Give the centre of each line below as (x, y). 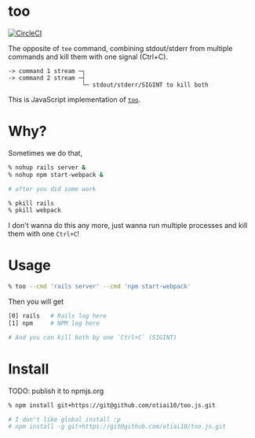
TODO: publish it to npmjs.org (56, 391)
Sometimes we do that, (46, 153)
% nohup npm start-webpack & (56, 175)
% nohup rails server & (47, 167)
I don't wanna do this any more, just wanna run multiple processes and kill (128, 226)
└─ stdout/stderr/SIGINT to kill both (146, 85)
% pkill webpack (35, 211)
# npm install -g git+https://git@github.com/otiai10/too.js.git (117, 427)
